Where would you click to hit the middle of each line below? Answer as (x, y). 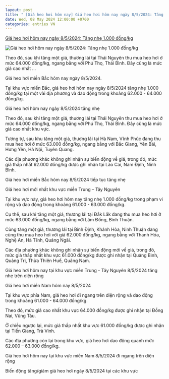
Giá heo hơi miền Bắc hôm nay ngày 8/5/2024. (53, 78)
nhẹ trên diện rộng (24, 276)
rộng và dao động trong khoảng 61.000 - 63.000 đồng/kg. (66, 205)
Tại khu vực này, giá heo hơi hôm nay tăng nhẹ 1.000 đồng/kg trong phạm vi (84, 199)
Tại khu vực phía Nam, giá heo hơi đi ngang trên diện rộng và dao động (79, 295)
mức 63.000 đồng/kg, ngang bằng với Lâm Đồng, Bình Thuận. (70, 220)
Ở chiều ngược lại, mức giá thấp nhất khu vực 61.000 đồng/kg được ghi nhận (85, 326)
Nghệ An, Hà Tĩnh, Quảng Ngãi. (38, 240)
